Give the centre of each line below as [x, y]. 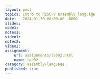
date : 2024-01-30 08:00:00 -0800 [41, 19]
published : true [22, 69]
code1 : [12, 28]
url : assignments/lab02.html [44, 55]
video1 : [13, 37]
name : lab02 [26, 60]
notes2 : [13, 42]
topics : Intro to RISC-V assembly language [50, 14]
